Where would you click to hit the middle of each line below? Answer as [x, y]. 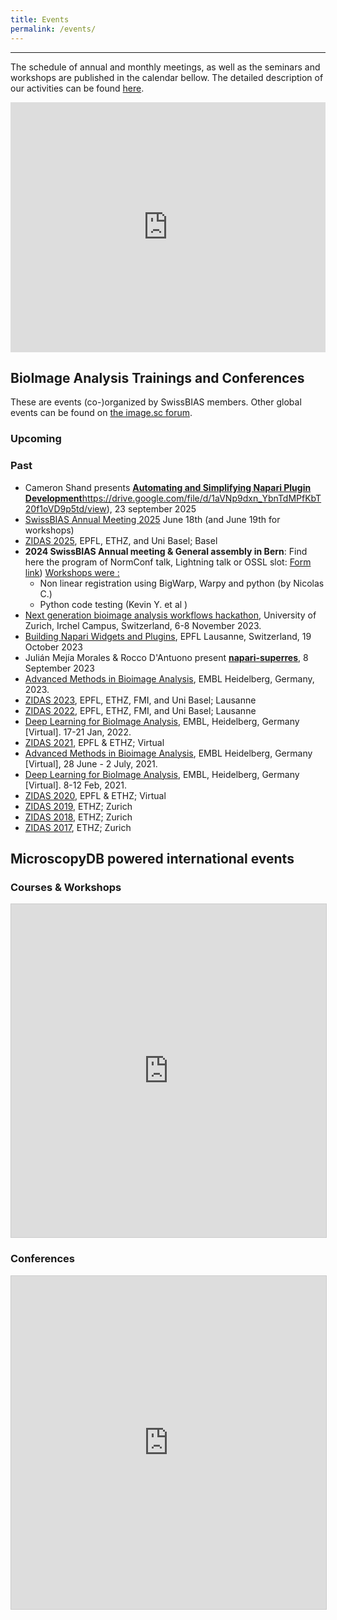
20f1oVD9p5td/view [65, 508]
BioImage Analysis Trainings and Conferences [157, 377]
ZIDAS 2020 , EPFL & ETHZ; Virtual [95, 795]
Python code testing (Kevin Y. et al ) [113, 604]
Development [53, 498]
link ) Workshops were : [72, 572]
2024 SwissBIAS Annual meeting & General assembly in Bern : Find [166, 551]
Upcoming [36, 439]
